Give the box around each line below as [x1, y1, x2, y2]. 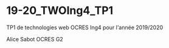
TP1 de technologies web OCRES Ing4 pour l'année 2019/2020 [6, 24, 164, 31]
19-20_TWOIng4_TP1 [6, 4, 114, 18]
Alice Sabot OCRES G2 [6, 35, 64, 43]
